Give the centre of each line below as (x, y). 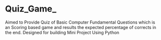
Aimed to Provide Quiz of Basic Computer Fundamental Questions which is (80, 22)
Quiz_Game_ (31, 9)
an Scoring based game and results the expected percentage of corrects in (81, 27)
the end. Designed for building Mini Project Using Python (62, 32)
